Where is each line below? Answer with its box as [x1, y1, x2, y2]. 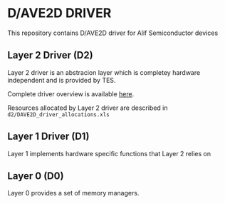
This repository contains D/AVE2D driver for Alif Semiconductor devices [7, 29, 219, 37]
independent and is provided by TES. [7, 76, 116, 84]
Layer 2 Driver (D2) [7, 49, 94, 61]
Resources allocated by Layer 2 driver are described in [7, 103, 168, 112]
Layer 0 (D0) [7, 170, 64, 182]
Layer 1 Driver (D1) [7, 131, 90, 143]
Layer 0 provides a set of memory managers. [7, 189, 140, 198]
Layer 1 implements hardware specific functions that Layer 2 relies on [7, 149, 211, 158]
